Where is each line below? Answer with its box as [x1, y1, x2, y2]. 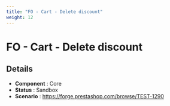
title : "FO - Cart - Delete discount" [6, 8, 103, 15]
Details [6, 64, 33, 74]
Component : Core [14, 80, 62, 87]
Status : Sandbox [14, 86, 58, 93]
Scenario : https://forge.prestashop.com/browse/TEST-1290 [14, 92, 165, 99]
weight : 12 [6, 14, 34, 20]
